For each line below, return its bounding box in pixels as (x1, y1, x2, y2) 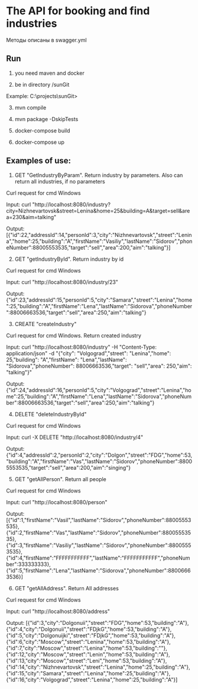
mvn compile (14, 104, 47, 111)
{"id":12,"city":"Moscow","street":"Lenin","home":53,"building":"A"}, (6, 650, 170, 658)
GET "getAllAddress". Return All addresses (14, 584, 119, 592)
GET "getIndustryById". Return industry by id (14, 255, 124, 263)
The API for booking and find (6, 4, 150, 18)
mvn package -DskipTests (14, 115, 79, 122)
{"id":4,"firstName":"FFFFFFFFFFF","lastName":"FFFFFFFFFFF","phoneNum (6, 554, 190, 561)
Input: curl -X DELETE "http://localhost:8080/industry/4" (6, 434, 144, 441)
